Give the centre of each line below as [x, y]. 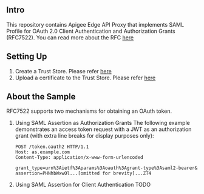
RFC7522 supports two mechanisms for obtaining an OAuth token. [89, 111]
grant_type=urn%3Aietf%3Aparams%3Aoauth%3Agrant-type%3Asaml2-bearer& [106, 168]
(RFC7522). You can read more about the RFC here [70, 37]
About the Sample [41, 97]
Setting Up [27, 57]
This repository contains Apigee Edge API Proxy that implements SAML [95, 24]
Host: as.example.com [42, 152]
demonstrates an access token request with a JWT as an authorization [103, 129]
